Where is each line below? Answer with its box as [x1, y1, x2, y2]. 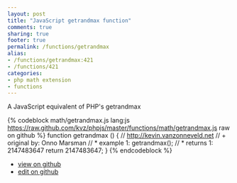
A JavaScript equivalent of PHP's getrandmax [7, 102, 141, 111]
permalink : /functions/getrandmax [7, 43, 110, 50]
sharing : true [7, 30, 50, 38]
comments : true [7, 23, 53, 30]
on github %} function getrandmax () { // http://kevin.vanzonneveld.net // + [7, 131, 226, 140]
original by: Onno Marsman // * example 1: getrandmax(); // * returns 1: [7, 139, 214, 148]
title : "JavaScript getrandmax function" [7, 17, 132, 24]
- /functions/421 [7, 63, 59, 70]
